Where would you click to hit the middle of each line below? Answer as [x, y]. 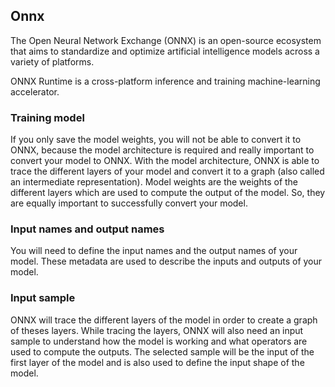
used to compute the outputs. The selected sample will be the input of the [162, 351]
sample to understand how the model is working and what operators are [159, 341]
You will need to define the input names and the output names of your [154, 251]
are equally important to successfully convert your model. [129, 203]
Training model [47, 117]
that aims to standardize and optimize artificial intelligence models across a [165, 51]
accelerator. [35, 91]
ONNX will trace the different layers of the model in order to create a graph [164, 320]
